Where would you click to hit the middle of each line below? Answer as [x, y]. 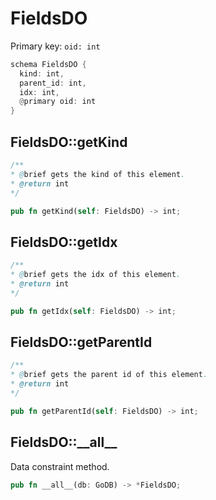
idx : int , [39, 92]
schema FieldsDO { [48, 64]
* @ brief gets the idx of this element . [96, 275]
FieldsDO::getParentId [81, 342]
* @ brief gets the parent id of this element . [109, 375]
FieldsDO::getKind [69, 142]
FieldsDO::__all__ [64, 442]
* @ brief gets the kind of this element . [98, 174]
